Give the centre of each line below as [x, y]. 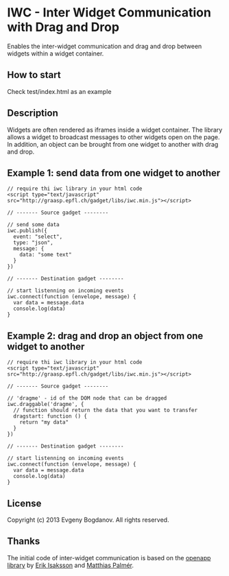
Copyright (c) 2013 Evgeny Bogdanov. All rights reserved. [88, 520]
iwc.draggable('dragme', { [46, 405]
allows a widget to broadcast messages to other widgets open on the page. [114, 137]
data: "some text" [46, 255]
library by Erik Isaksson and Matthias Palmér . [71, 565]
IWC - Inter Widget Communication [109, 13]
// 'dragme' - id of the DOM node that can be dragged [87, 398]
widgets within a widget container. [56, 53]
